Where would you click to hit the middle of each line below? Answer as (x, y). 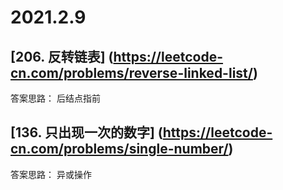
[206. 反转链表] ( (62, 56)
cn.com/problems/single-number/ (119, 149)
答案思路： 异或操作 (51, 174)
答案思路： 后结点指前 (55, 98)
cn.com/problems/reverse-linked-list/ (131, 72)
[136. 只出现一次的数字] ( (86, 132)
